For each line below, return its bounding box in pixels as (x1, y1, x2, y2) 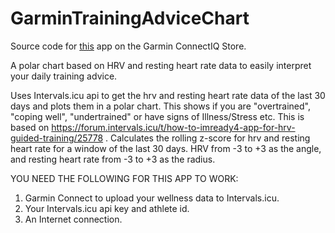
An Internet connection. (24, 213, 123, 225)
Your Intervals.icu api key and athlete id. (24, 202, 190, 214)
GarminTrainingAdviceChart (10, 7, 250, 30)
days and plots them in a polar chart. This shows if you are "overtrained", (10, 100, 311, 112)
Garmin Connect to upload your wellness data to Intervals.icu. (24, 192, 280, 204)
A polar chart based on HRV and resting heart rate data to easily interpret (10, 59, 312, 71)
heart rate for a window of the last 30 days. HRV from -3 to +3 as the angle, (10, 142, 322, 154)
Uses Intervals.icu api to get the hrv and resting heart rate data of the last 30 (10, 89, 326, 101)
